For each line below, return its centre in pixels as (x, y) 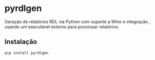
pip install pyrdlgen (27, 53)
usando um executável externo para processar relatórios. (62, 26)
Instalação (21, 42)
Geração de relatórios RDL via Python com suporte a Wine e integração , (77, 22)
